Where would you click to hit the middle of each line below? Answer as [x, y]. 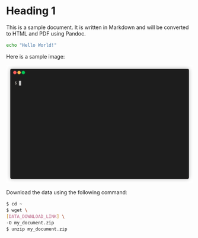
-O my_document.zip [30, 223]
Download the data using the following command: [67, 192]
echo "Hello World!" [32, 45]
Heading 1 [31, 11]
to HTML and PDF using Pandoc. [46, 33]
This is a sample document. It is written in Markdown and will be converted [98, 27]
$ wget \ [17, 210]
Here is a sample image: [36, 56]
